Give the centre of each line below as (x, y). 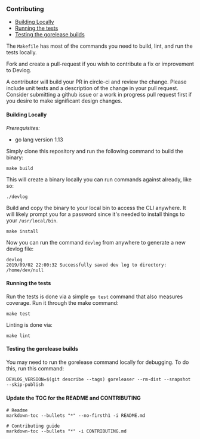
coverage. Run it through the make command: (62, 302)
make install (22, 231)
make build (20, 168)
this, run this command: (35, 368)
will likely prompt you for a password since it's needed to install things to (96, 214)
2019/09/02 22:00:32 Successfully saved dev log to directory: (87, 265)
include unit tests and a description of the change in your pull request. (93, 88)
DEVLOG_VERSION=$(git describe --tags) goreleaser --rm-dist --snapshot (99, 379)
